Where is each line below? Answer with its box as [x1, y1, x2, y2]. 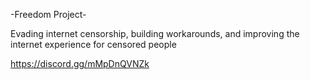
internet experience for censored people [10, 39, 177, 50]
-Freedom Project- [10, 9, 87, 20]
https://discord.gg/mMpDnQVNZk [10, 58, 150, 69]
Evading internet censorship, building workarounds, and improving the [10, 28, 300, 39]
